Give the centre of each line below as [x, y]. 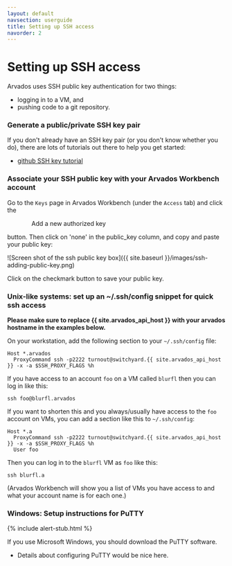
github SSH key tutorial [50, 161]
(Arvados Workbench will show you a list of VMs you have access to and [111, 488]
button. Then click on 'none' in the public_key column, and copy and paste [114, 237]
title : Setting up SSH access [51, 26]
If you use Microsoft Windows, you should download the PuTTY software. [112, 542]
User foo [26, 450]
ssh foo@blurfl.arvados [42, 399]
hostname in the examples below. [56, 328]
